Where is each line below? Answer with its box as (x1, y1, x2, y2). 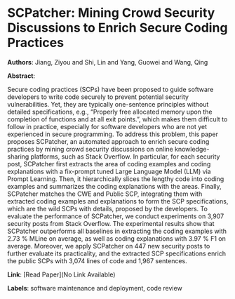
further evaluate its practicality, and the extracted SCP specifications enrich (7, 249, 227, 258)
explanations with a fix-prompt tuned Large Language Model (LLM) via (7, 167, 212, 175)
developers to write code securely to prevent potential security (7, 93, 189, 101)
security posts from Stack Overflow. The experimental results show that (7, 219, 215, 227)
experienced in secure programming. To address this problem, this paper (7, 130, 219, 138)
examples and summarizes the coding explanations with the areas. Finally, (7, 182, 222, 190)
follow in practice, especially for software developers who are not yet (7, 122, 208, 131)
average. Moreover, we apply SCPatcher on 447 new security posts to (7, 241, 210, 250)
